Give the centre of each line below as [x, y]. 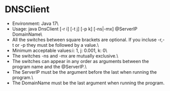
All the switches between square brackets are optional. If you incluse [84, 40]
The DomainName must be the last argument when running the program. [88, 83]
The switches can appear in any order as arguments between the [80, 61]
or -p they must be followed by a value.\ [57, 45]
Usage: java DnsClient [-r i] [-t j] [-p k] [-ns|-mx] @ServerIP [75, 28]
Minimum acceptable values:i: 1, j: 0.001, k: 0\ [60, 50]
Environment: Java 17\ [35, 23]
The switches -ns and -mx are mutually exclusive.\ [65, 56]
